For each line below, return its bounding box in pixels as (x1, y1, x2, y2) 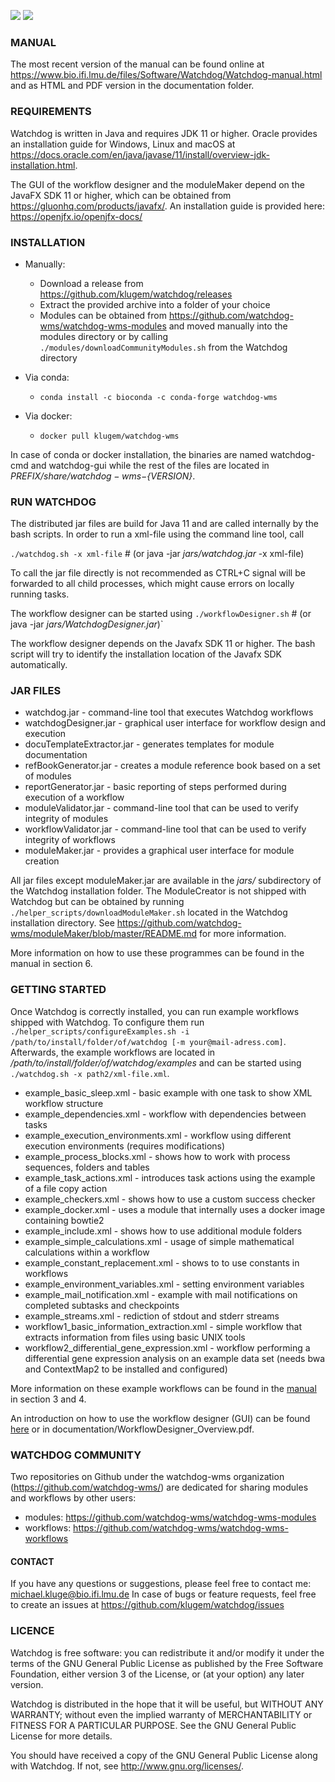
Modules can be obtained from (39, 309, 167, 321)
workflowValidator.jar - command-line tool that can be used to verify (24, 823, 307, 835)
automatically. (10, 659, 68, 671)
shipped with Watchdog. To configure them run (10, 1016, 205, 1028)
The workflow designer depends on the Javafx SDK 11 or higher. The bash (10, 638, 316, 650)
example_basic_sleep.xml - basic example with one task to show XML (24, 1086, 313, 1099)
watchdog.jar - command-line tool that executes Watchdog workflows (24, 706, 314, 719)
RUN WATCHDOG (10, 495, 97, 509)
